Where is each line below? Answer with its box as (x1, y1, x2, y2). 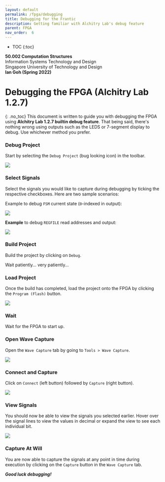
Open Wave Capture (5, 336, 55, 343)
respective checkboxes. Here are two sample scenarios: (5, 191, 119, 197)
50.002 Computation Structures (5, 53, 72, 59)
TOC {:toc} (12, 44, 34, 49)
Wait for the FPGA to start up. (5, 324, 65, 330)
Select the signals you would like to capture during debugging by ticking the (5, 186, 160, 192)
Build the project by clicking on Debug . (5, 252, 81, 258)
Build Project (5, 241, 36, 248)
